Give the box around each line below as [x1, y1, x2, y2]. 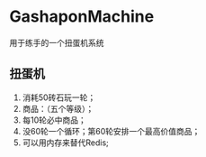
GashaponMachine [9, 6, 155, 27]
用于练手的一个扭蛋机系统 [9, 37, 104, 48]
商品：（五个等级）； [22, 103, 94, 114]
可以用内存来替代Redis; [22, 137, 110, 148]
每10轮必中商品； [22, 115, 87, 125]
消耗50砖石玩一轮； [22, 92, 96, 103]
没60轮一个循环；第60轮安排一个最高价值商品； [22, 125, 201, 136]
